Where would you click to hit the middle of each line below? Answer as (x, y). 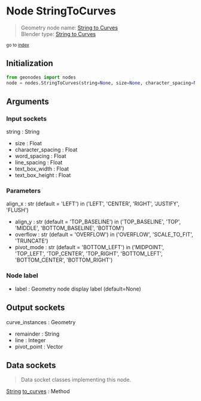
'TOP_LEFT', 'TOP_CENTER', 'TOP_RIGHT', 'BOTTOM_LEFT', (89, 254)
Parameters (23, 191)
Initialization (30, 63)
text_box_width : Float (42, 169)
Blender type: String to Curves (58, 34)
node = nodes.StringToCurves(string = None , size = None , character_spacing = (100, 83)
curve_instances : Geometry (41, 322)
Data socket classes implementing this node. (76, 380)
